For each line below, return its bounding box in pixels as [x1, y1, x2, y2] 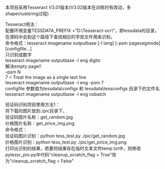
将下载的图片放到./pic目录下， [5, 108, 68, 114]
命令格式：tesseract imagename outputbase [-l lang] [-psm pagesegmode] [5, 40, 160, 46]
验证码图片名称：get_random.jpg [5, 114, 73, 120]
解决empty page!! [5, 63, 42, 69]
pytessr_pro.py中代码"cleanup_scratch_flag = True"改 [5, 152, 116, 157]
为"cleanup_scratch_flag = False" [5, 158, 74, 164]
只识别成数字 [5, 52, 32, 58]
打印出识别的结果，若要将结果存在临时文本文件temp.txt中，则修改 [5, 145, 141, 151]
